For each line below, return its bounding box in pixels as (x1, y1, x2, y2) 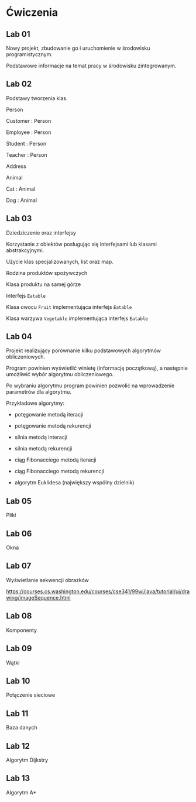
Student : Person (6, 140, 47, 147)
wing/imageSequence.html (6, 594, 71, 601)
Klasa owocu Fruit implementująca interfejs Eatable (6, 303, 132, 310)
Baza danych (6, 724, 37, 731)
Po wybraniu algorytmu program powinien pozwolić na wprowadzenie (6, 382, 175, 389)
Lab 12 (6, 741, 30, 751)
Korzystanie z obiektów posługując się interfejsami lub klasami (6, 240, 157, 247)
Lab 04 (6, 332, 32, 342)
